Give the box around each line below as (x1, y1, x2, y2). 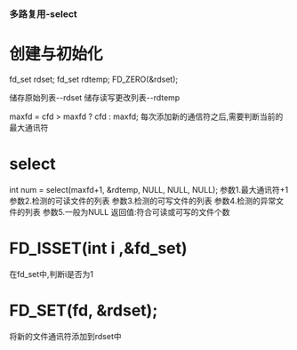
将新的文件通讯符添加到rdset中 (9, 330, 122, 341)
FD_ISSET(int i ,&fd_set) (9, 238, 189, 259)
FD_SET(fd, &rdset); (9, 300, 158, 321)
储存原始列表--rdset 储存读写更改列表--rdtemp (9, 91, 181, 103)
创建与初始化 (9, 44, 104, 64)
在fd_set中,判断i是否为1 (9, 268, 93, 279)
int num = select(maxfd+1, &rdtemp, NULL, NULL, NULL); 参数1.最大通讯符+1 (9, 184, 289, 195)
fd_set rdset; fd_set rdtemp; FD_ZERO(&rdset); (9, 74, 179, 84)
